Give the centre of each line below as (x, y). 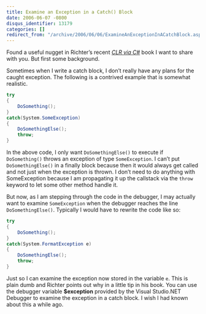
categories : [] (26, 29)
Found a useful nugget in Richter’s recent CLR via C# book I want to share (100, 52)
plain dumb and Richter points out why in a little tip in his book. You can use (102, 285)
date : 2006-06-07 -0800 (37, 18)
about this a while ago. (35, 304)
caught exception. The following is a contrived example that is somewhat (98, 77)
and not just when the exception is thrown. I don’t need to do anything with (101, 172)
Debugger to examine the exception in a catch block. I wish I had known (97, 297)
